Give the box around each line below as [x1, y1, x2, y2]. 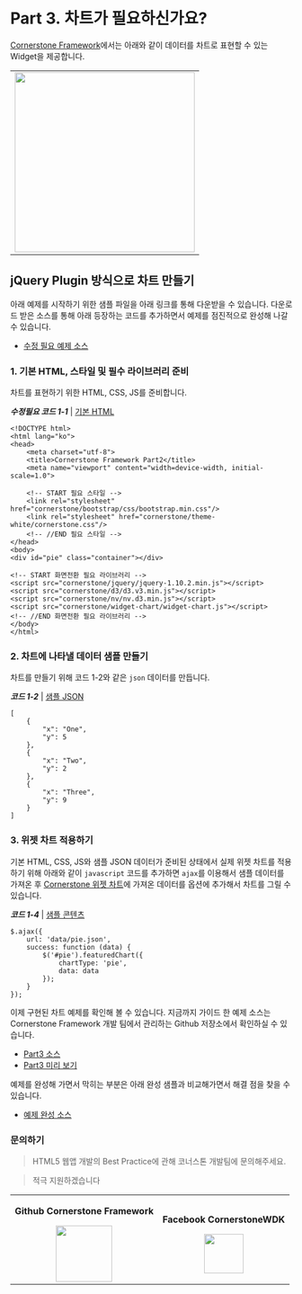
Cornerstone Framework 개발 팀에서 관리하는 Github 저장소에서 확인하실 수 [10, 1018, 279, 1029]
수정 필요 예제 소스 [22, 340, 89, 351]
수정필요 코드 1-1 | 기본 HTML [10, 406, 115, 417]
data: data [58, 966, 100, 976]
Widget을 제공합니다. [10, 50, 85, 61]
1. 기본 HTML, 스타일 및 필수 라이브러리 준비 [10, 365, 190, 378]
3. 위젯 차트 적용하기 [10, 834, 93, 846]
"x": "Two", [42, 756, 88, 765]
